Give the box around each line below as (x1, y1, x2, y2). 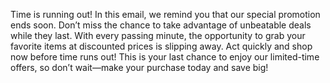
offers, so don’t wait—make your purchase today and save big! (10, 62, 269, 73)
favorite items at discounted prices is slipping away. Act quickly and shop (10, 40, 313, 52)
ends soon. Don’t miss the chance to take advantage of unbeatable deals (10, 19, 312, 31)
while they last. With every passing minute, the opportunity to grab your (10, 30, 306, 41)
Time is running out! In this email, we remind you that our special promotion (10, 9, 321, 20)
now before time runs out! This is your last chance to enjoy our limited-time (10, 51, 320, 63)
